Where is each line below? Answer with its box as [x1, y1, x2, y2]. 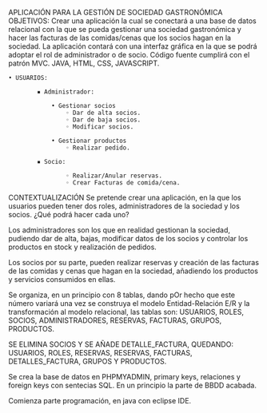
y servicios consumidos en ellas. [8, 275, 116, 284]
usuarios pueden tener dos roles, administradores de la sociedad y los [8, 201, 240, 211]
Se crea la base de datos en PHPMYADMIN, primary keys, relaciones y [8, 372, 241, 381]
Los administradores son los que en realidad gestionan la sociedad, [8, 225, 230, 235]
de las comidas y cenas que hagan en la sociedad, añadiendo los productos [8, 266, 258, 276]
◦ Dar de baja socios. [65, 116, 141, 124]
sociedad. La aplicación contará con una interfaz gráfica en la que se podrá [8, 42, 257, 51]
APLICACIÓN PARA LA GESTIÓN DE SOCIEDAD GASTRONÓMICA [8, 8, 223, 17]
